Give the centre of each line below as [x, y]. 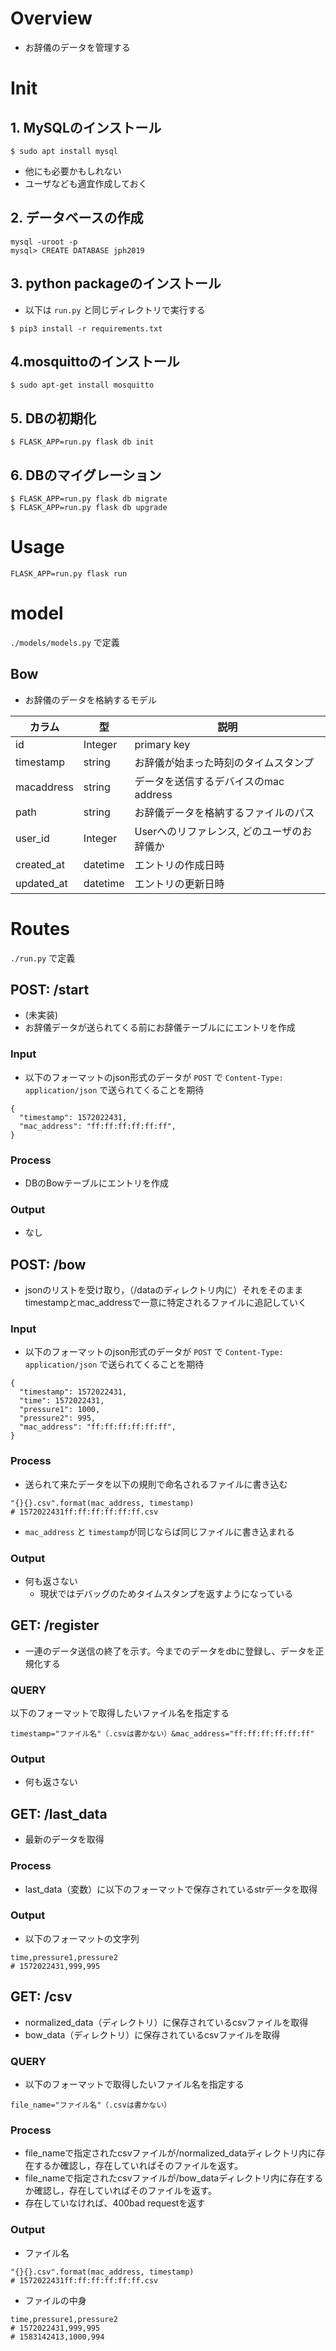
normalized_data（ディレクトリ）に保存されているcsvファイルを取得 [166, 2022]
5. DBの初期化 [53, 418]
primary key [162, 744]
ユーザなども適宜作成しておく [86, 183]
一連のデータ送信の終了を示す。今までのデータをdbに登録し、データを [170, 1651]
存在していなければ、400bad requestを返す [115, 2203]
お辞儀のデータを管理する [77, 47]
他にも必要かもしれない [73, 171]
